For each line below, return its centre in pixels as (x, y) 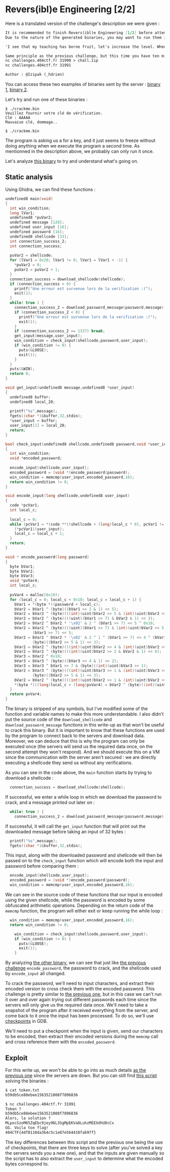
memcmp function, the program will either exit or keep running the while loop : (84, 911)
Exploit (16, 1058)
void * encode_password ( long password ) (47, 557)
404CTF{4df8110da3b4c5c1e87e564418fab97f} (51, 1132)
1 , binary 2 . (17, 90)
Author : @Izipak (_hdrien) (35, 75)
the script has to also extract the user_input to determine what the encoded (84, 1158)
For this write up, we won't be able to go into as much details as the (76, 1070)
